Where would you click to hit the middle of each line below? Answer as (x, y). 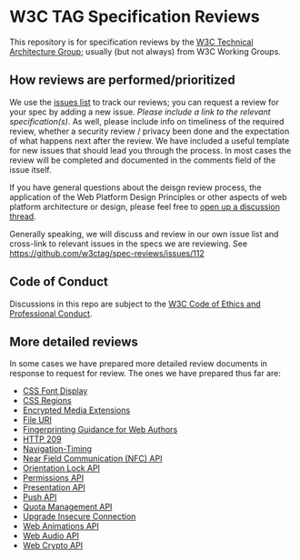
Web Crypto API (53, 545)
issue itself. (30, 169)
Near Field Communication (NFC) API (92, 459)
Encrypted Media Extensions (76, 410)
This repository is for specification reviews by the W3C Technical (131, 42)
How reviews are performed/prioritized (122, 80)
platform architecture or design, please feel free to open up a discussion (145, 206)
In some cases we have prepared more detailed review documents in (139, 364)
